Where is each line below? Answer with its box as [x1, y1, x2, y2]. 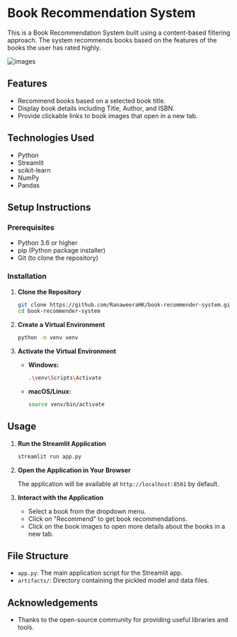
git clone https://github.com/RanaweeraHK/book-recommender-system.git [17, 301, 233, 309]
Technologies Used [7, 132, 94, 144]
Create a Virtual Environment [17, 321, 105, 329]
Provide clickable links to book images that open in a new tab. [17, 111, 198, 120]
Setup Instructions [7, 201, 91, 213]
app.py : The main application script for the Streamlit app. [17, 568, 183, 578]
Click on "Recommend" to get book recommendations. [28, 515, 187, 523]
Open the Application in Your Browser [17, 466, 131, 474]
